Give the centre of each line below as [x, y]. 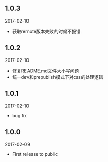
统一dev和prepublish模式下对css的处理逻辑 [58, 77]
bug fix [20, 116]
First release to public [35, 154]
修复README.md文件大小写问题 [46, 71]
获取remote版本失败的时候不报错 [46, 31]
